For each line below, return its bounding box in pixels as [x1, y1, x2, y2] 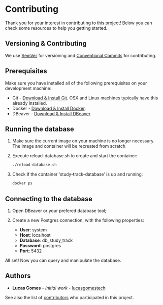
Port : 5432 [19, 248, 42, 254]
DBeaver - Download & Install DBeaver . [12, 110, 92, 117]
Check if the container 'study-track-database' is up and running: [12, 172, 143, 177]
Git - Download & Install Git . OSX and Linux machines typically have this [12, 95, 159, 101]
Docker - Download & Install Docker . [12, 105, 86, 111]
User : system [19, 226, 47, 233]
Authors [5, 272, 31, 280]
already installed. [12, 100, 47, 106]
